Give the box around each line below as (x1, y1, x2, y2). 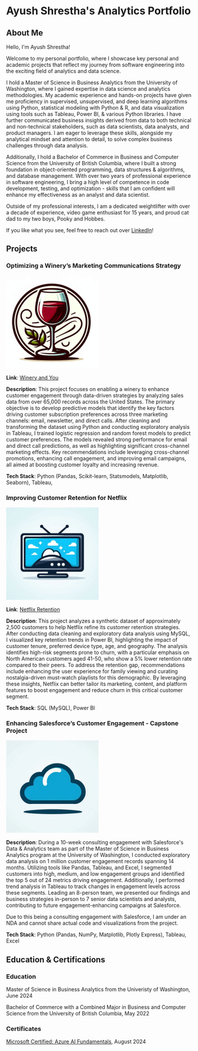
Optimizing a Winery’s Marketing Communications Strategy (6, 262, 181, 270)
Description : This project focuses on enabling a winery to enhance (6, 385, 170, 392)
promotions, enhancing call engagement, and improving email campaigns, (6, 454, 186, 462)
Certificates (6, 1024, 41, 1033)
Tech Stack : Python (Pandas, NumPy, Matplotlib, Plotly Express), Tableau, (6, 931, 187, 938)
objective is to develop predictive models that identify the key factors (6, 404, 174, 411)
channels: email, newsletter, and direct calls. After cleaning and (6, 416, 161, 424)
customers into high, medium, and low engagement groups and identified (6, 870, 185, 877)
